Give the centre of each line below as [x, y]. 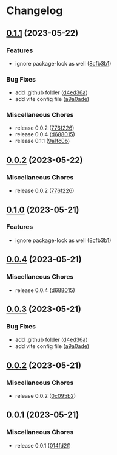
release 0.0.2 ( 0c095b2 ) [45, 395]
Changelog [35, 11]
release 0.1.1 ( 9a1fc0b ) [42, 141]
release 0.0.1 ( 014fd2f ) [43, 445]
